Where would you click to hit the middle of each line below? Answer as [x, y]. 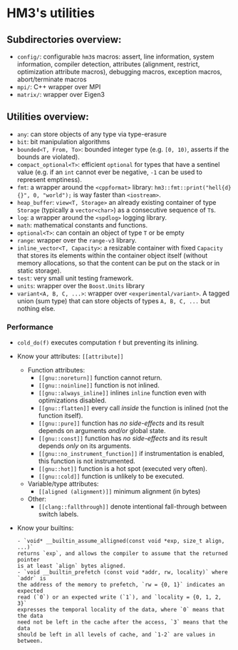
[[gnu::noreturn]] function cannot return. [100, 378]
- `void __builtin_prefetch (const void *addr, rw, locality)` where [123, 572]
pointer [28, 560]
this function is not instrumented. [87, 461]
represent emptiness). [50, 179]
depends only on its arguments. [85, 446]
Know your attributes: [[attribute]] [70, 356]
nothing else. [36, 308]
